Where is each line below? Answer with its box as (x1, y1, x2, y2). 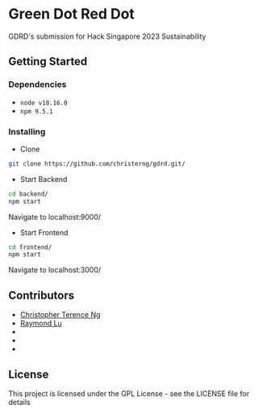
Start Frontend (19, 227, 69, 237)
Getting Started (8, 55, 88, 68)
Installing (8, 126, 46, 137)
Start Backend (19, 174, 68, 184)
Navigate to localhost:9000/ (8, 212, 102, 221)
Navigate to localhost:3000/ (8, 265, 102, 275)
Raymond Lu (19, 319, 62, 328)
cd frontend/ (8, 243, 52, 251)
